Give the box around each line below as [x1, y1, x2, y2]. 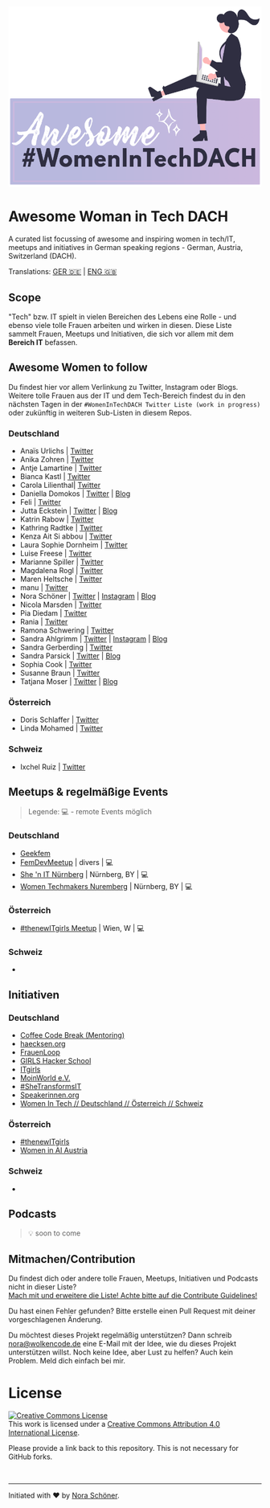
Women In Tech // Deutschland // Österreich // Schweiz [19, 1099, 203, 1108]
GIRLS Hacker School [19, 1056, 92, 1066]
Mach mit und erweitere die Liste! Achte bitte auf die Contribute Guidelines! [8, 1291, 258, 1301]
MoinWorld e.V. [19, 1073, 71, 1083]
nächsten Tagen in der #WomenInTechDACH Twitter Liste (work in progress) [8, 399, 261, 408]
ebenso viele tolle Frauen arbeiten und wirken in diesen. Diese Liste [8, 320, 232, 330]
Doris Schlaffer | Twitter [19, 715, 99, 725]
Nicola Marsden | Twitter [19, 600, 102, 609]
